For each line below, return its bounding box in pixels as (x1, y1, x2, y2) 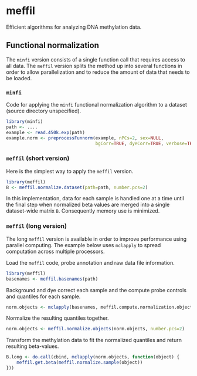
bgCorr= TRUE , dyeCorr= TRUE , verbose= (95, 141, 188, 146)
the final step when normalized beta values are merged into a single (6, 201, 170, 208)
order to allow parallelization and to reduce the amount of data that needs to (6, 69, 190, 76)
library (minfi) (6, 119, 43, 125)
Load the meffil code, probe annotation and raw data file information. (6, 259, 175, 266)
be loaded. (6, 74, 32, 81)
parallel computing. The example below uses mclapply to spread (6, 241, 161, 248)
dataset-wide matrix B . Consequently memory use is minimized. (6, 207, 160, 214)
